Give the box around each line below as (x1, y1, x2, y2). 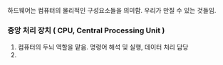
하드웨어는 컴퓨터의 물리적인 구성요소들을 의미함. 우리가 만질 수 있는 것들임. (7, 6, 217, 14)
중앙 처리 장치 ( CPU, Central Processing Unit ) (7, 25, 165, 35)
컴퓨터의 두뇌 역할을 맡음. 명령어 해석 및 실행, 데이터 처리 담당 (17, 43, 189, 52)
